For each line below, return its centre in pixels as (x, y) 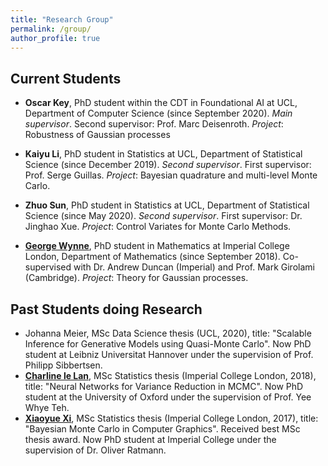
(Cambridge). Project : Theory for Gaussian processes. (136, 278)
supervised (48, 267)
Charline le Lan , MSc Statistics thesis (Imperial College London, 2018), (170, 375)
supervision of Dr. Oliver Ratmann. (95, 450)
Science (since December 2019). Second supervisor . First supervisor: (168, 165)
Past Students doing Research (106, 309)
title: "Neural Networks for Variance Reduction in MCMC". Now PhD (164, 386)
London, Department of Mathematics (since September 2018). (152, 257)
